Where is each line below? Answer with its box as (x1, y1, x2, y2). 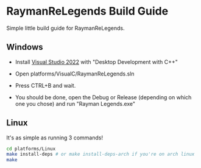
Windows (6, 42, 43, 52)
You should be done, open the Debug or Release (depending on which (15, 93, 192, 101)
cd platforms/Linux (6, 145, 56, 152)
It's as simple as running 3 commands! (6, 134, 104, 141)
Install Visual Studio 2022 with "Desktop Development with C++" (15, 58, 178, 65)
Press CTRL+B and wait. (15, 82, 76, 89)
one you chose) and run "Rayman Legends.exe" (15, 100, 136, 107)
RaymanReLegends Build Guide (6, 4, 169, 18)
